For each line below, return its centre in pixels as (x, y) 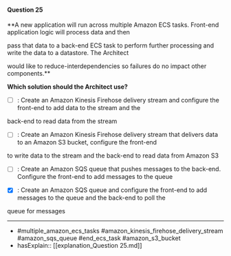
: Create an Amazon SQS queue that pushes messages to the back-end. (119, 169)
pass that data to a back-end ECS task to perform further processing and (111, 45)
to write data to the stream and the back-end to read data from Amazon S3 (113, 156)
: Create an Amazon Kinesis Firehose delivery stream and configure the (118, 100)
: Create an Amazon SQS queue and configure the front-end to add (112, 190)
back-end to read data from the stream (62, 121)
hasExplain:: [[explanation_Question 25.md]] (79, 246)
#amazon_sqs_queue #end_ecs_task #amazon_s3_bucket (99, 238)
